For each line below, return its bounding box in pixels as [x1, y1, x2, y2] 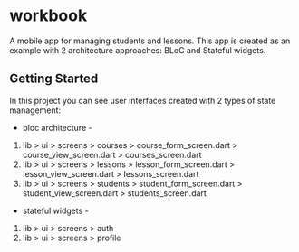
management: [9, 105, 62, 116]
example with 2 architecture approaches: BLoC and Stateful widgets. [9, 44, 266, 55]
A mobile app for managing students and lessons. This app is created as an [9, 35, 291, 46]
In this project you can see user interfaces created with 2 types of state [9, 95, 276, 106]
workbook [9, 5, 88, 26]
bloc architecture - [22, 122, 92, 133]
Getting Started [9, 71, 99, 87]
